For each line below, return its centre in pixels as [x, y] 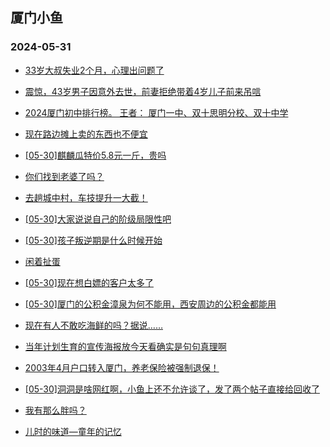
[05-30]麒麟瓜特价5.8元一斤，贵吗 [95, 155]
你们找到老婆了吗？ [64, 176]
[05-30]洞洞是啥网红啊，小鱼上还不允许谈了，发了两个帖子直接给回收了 [172, 389]
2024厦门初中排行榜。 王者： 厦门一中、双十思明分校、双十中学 [156, 112]
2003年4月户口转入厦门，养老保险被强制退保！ [122, 367]
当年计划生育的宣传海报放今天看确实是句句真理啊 [125, 346]
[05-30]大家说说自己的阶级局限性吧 [98, 219]
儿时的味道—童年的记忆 [73, 431]
